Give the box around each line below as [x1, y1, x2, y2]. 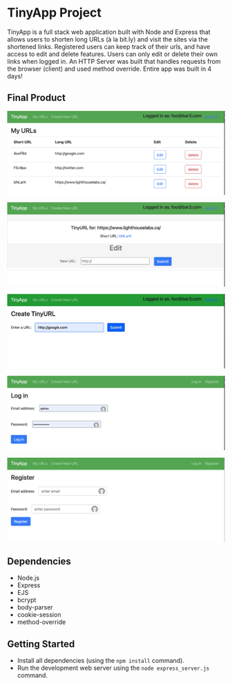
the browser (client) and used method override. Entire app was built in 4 [7, 64, 212, 73]
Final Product [7, 92, 66, 104]
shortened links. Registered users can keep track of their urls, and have [7, 42, 211, 51]
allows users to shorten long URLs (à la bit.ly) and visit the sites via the [7, 35, 209, 43]
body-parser [17, 603, 53, 612]
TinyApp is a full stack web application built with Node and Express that [7, 28, 211, 36]
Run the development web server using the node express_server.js [17, 664, 210, 673]
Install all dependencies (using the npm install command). [17, 657, 185, 665]
